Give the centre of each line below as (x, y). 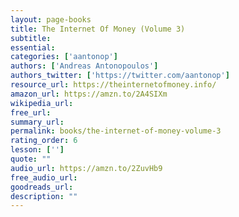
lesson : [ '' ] (37, 150)
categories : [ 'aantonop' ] (64, 57)
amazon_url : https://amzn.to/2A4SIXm (89, 94)
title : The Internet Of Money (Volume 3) (98, 29)
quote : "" (31, 159)
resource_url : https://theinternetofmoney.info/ (113, 85)
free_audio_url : (44, 177)
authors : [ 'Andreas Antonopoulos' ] (84, 66)
